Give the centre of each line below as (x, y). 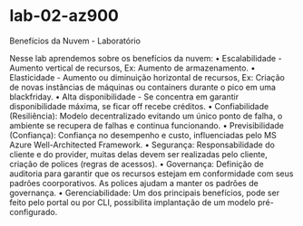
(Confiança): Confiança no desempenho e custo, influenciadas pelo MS (143, 135)
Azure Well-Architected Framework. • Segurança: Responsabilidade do (142, 145)
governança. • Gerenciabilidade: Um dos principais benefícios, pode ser (144, 193)
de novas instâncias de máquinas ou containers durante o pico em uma (143, 87)
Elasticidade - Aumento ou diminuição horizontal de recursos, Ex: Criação (147, 77)
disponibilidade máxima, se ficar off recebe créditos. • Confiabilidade (139, 106)
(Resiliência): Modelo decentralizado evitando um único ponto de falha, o (146, 116)
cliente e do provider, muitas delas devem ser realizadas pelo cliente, (138, 154)
